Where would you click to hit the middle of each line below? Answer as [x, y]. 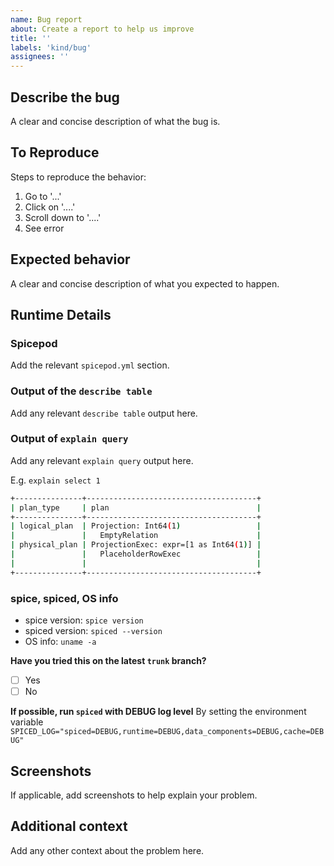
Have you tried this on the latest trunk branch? [108, 661]
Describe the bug [65, 97]
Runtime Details [61, 314]
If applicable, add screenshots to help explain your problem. [134, 795]
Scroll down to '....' [63, 217]
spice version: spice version [84, 620]
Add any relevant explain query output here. [102, 460]
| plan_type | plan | [136, 507]
